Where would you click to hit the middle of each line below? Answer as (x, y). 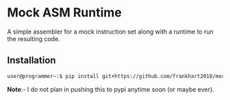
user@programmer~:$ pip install (53, 76)
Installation (31, 61)
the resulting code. (34, 38)
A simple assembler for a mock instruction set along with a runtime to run (111, 32)
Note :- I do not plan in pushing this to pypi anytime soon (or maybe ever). (111, 89)
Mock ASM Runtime (64, 13)
